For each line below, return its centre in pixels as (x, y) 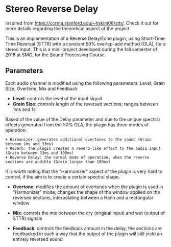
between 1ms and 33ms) (29, 144)
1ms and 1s (24, 109)
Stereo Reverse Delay (52, 9)
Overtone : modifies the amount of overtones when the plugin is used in (88, 187)
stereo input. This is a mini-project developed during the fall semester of (81, 49)
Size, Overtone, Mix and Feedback (42, 88)
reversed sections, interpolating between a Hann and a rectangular (83, 197)
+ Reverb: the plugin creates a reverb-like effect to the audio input (83, 148)
